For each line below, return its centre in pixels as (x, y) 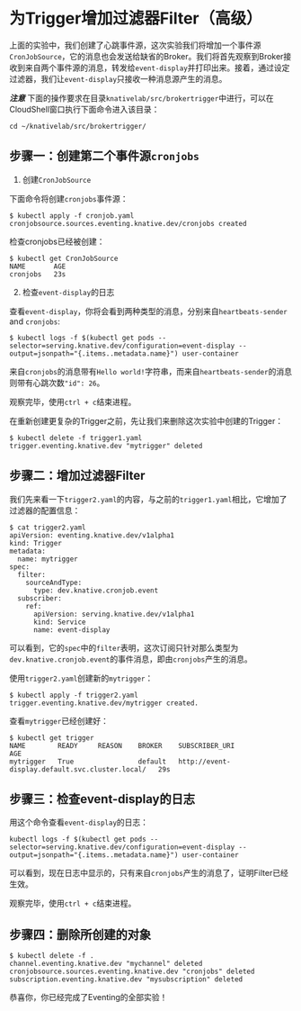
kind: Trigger (36, 543)
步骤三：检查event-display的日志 (102, 799)
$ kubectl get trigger (52, 738)
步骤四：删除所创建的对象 (80, 934)
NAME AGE (38, 266)
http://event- (204, 762)
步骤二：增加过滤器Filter (77, 476)
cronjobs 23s (38, 274)
